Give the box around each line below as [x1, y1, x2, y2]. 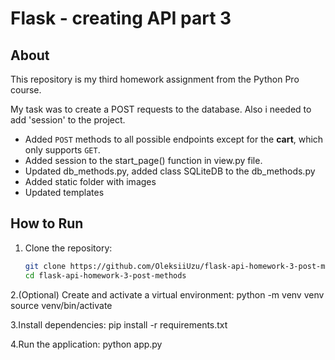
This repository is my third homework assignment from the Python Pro [10, 73, 300, 85]
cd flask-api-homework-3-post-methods [24, 270, 187, 281]
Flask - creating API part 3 [10, 7, 232, 30]
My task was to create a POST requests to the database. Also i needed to [10, 103, 312, 115]
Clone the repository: [24, 242, 113, 254]
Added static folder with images [24, 176, 157, 187]
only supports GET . [24, 144, 101, 156]
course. [10, 84, 42, 96]
